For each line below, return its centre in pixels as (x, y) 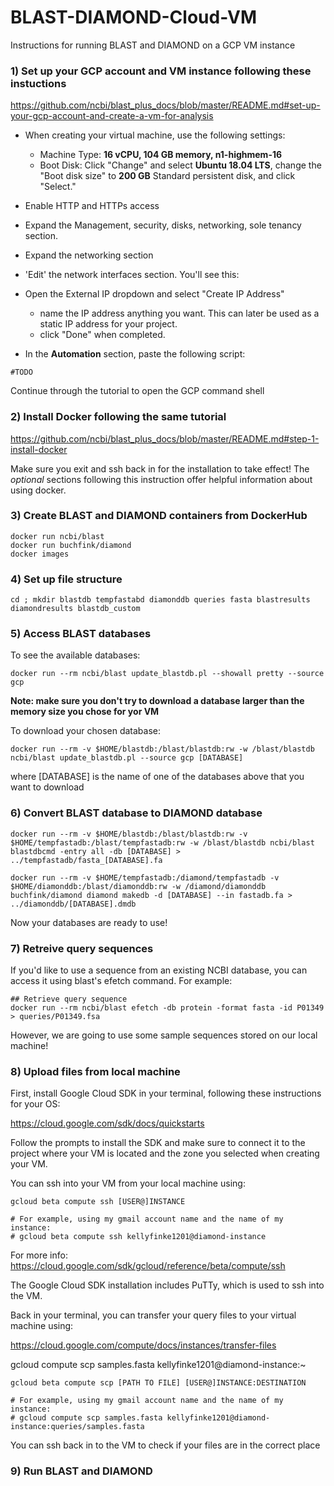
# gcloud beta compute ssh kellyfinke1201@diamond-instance (138, 1237)
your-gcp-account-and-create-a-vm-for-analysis (112, 116)
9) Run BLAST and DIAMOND (81, 1471)
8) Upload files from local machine (95, 1071)
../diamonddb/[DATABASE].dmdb (73, 904)
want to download (47, 787)
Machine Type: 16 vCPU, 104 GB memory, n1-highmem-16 (161, 155)
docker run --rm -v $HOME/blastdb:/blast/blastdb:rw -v (129, 834)
